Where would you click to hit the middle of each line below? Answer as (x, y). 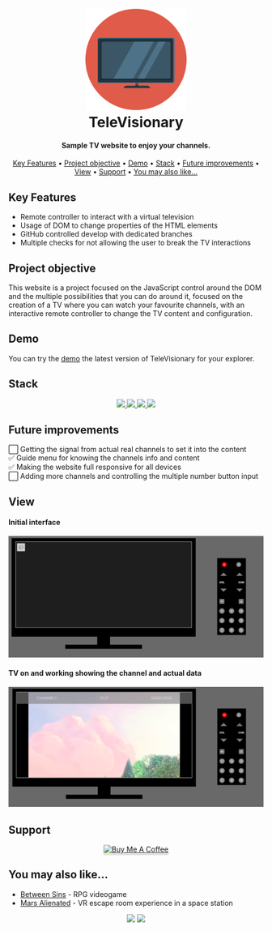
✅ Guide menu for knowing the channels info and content (104, 458)
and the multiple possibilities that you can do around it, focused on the (126, 297)
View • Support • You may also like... (136, 172)
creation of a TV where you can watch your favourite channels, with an (127, 305)
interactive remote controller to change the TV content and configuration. (131, 314)
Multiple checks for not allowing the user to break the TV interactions (135, 243)
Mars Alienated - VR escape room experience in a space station (126, 903)
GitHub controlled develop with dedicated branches (106, 234)
